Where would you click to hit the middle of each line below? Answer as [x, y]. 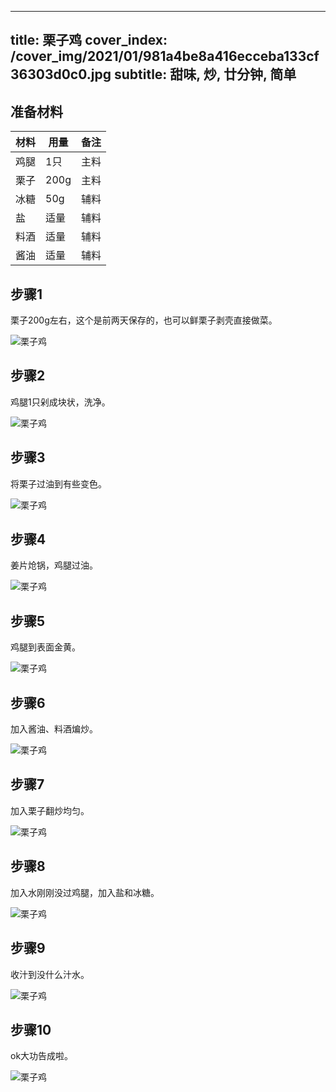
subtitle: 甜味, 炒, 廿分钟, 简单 [205, 74]
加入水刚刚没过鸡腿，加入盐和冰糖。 [85, 892]
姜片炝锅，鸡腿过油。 [54, 565]
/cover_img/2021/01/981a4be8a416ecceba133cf [165, 56]
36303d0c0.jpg [61, 74]
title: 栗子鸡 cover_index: [89, 40]
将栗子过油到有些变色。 [58, 483]
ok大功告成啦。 [42, 1056]
